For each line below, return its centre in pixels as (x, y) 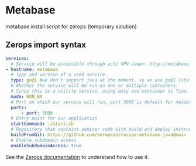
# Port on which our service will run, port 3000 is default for (92, 102)
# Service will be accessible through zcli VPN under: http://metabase (100, 64)
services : (18, 58)
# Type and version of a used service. (59, 75)
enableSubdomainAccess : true (46, 145)
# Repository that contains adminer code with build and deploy (91, 130)
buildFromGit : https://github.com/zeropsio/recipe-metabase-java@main (99, 135)
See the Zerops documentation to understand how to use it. (77, 157)
